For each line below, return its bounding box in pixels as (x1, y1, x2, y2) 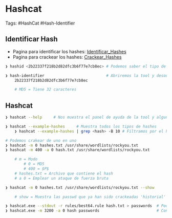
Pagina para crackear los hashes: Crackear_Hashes (12, 54, 122, 60)
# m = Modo (14, 157, 38, 162)
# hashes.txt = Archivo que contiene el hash (14, 171, 114, 176)
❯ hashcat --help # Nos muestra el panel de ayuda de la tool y (5, 115, 155, 120)
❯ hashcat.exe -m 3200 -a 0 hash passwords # (5, 208, 159, 213)
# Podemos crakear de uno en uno (5, 138, 77, 143)
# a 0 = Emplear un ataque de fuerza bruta (14, 176, 109, 181)
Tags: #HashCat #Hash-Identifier (5, 20, 75, 26)
